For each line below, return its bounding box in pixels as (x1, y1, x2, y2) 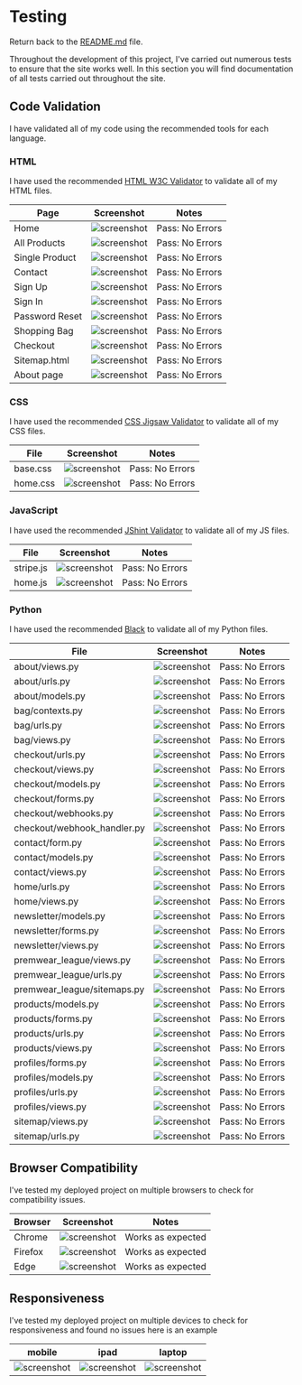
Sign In (14, 295, 43, 308)
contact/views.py (14, 865, 87, 878)
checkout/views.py (14, 763, 95, 776)
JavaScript (9, 504, 59, 516)
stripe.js (14, 562, 48, 574)
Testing (9, 6, 68, 27)
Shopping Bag (14, 325, 74, 338)
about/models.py (14, 689, 86, 702)
